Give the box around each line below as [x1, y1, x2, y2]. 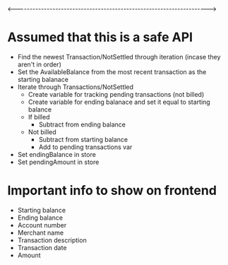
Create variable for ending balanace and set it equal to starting [28, 98, 210, 106]
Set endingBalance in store [17, 150, 97, 158]
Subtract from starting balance [38, 135, 128, 143]
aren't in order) [17, 60, 61, 69]
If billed [28, 112, 50, 121]
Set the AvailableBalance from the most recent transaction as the [17, 67, 207, 76]
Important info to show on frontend [7, 182, 217, 199]
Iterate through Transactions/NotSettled [17, 83, 134, 91]
